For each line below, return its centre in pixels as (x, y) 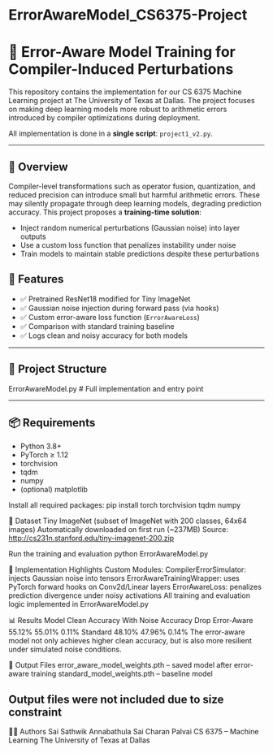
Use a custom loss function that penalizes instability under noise (128, 245)
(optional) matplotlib (54, 490)
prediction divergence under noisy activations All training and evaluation (129, 595)
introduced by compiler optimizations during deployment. (104, 118)
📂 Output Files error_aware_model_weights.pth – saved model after (121, 665)
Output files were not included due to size (116, 699)
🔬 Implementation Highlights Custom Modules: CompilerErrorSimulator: (127, 569)
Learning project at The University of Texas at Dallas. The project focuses (132, 101)
